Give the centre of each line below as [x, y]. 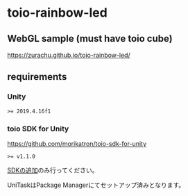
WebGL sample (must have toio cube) [90, 39]
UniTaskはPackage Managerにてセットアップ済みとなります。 [96, 185]
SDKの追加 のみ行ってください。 [53, 170]
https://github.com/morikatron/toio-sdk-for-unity [77, 143]
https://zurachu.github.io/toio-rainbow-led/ [69, 55]
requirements [37, 77]
